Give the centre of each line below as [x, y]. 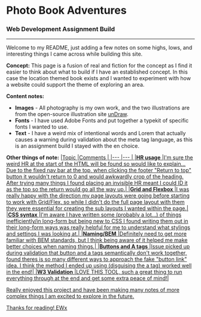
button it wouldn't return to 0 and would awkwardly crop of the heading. [95, 176]
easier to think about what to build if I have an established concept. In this [97, 72]
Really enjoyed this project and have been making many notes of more [93, 290]
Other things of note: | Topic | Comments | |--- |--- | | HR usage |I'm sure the [100, 158]
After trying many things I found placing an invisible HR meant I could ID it [97, 183]
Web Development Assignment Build [61, 29]
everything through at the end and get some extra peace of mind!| [88, 278]
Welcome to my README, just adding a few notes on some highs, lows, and [99, 48]
